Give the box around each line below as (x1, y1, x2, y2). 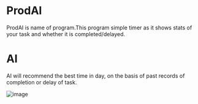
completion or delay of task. (6, 78, 77, 86)
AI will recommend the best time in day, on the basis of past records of (6, 72, 185, 80)
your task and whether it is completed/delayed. (6, 30, 126, 37)
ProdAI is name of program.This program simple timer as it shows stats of (6, 24, 192, 31)
